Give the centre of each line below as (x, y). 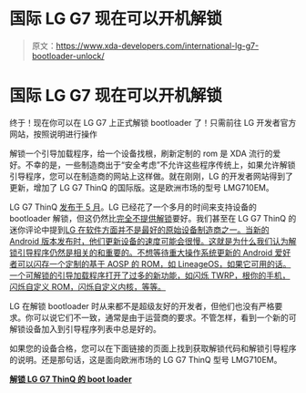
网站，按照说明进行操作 (53, 134)
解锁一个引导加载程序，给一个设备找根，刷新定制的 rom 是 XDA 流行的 (141, 153)
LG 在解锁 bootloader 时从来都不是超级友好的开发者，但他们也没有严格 (142, 305)
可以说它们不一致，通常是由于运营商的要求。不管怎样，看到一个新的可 (165, 317)
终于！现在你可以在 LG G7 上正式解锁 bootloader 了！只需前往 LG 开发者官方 (153, 122)
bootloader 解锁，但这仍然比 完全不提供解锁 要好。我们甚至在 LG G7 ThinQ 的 (153, 218)
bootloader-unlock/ (68, 56)
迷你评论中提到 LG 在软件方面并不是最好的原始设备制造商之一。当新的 (139, 230)
